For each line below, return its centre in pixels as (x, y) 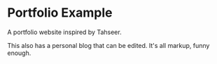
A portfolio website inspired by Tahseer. (64, 32)
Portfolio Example (60, 13)
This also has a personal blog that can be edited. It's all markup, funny (108, 45)
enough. (19, 53)
